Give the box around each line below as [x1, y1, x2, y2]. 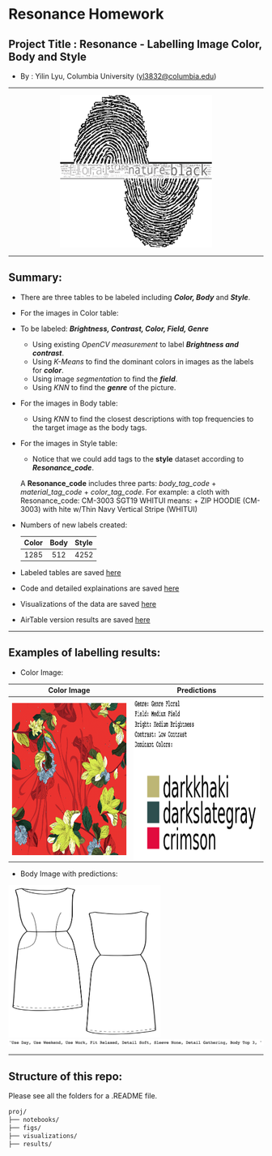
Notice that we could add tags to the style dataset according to [32, 453, 244, 463]
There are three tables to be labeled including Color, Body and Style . [19, 292, 251, 302]
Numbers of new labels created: [19, 520, 128, 530]
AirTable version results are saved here [19, 615, 151, 625]
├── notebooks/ [8, 1115, 60, 1124]
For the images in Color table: [19, 307, 119, 317]
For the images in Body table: [19, 398, 118, 408]
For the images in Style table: [19, 438, 118, 448]
